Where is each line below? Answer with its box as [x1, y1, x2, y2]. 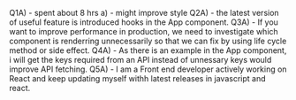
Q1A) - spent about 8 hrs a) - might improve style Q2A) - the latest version [9, 8, 280, 18]
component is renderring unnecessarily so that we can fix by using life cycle [9, 35, 287, 46]
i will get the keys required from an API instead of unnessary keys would [9, 55, 272, 65]
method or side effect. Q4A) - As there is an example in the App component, [9, 45, 287, 56]
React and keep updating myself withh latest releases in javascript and [9, 73, 266, 83]
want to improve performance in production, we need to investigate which [9, 27, 278, 36]
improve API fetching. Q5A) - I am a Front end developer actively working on [9, 64, 287, 74]
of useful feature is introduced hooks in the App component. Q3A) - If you [9, 17, 278, 27]
